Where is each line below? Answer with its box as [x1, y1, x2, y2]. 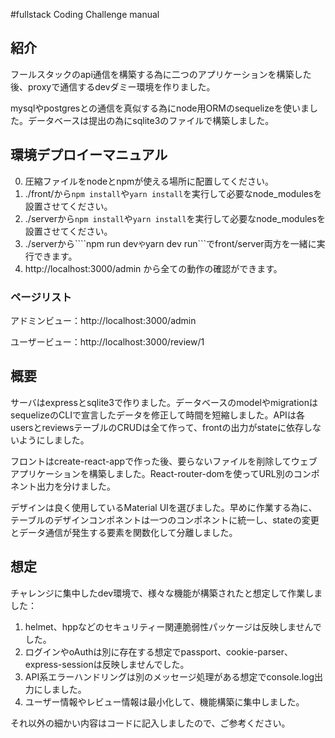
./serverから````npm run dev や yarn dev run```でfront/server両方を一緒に [24, 237, 317, 249]
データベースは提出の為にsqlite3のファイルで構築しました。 [27, 114, 275, 126]
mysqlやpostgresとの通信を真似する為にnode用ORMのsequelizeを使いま [10, 102, 310, 114]
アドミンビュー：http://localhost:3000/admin [10, 314, 197, 326]
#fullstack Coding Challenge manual [10, 9, 160, 20]
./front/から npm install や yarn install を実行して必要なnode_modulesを [24, 187, 323, 199]
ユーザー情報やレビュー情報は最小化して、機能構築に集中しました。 [24, 695, 305, 708]
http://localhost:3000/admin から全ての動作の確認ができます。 [24, 262, 283, 274]
